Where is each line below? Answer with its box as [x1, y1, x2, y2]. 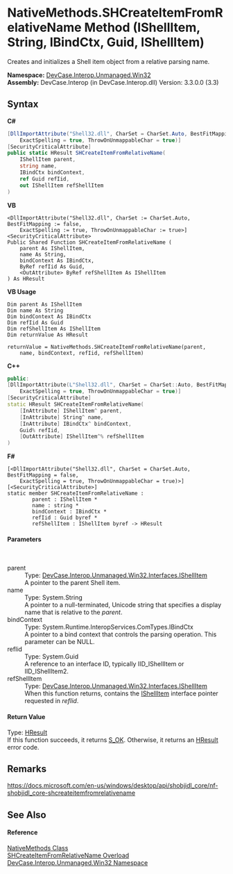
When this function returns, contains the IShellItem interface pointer [24, 689, 218, 698]
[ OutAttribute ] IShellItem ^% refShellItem [19, 433, 144, 440]
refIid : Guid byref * [32, 514, 98, 522]
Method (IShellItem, [84, 19, 200, 35]
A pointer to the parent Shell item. [24, 579, 121, 587]
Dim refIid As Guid [7, 319, 64, 326]
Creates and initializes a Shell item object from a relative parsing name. [7, 57, 210, 65]
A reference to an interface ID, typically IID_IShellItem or [24, 660, 184, 668]
